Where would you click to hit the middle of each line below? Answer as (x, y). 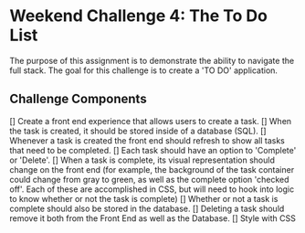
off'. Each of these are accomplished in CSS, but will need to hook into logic (152, 189)
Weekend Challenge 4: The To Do (138, 16)
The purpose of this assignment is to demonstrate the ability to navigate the (152, 60)
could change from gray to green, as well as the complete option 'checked (149, 179)
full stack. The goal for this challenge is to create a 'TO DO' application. (144, 70)
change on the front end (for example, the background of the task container (152, 169)
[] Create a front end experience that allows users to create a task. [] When (151, 121)
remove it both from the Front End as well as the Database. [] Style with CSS (153, 218)
